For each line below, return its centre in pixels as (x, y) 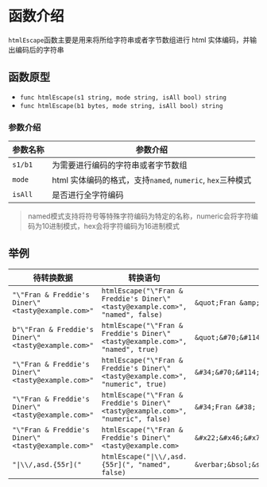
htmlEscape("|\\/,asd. (144, 456)
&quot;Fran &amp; (227, 302)
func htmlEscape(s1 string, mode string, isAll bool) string (123, 97)
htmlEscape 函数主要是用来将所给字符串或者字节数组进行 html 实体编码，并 (129, 40)
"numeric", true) (134, 384)
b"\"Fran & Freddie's (53, 329)
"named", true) (130, 349)
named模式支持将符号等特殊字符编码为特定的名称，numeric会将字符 (139, 216)
